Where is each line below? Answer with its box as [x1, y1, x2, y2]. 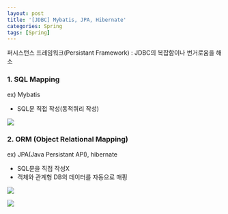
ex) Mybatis [7, 90, 41, 98]
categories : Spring [7, 23, 63, 29]
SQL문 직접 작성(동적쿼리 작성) [16, 104, 100, 113]
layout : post [7, 10, 44, 17]
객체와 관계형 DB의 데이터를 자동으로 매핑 [16, 172, 128, 181]
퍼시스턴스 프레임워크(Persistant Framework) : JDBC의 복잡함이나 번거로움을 [7, 49, 215, 57]
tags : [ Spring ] [7, 29, 51, 36]
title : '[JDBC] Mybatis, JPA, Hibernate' [7, 16, 127, 23]
